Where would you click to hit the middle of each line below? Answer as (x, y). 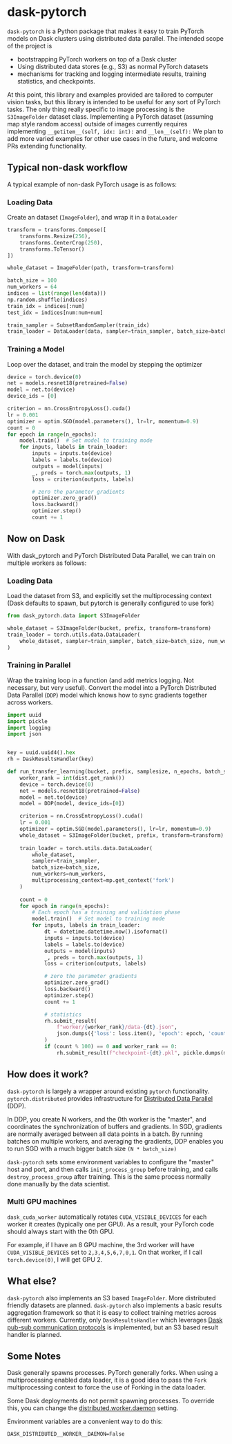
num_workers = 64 (32, 287)
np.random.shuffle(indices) (48, 300)
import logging (29, 728)
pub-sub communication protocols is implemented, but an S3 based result (113, 1327)
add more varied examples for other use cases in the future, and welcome (112, 138)
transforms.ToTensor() (52, 249)
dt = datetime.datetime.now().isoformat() (106, 932)
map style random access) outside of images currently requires (97, 124)
